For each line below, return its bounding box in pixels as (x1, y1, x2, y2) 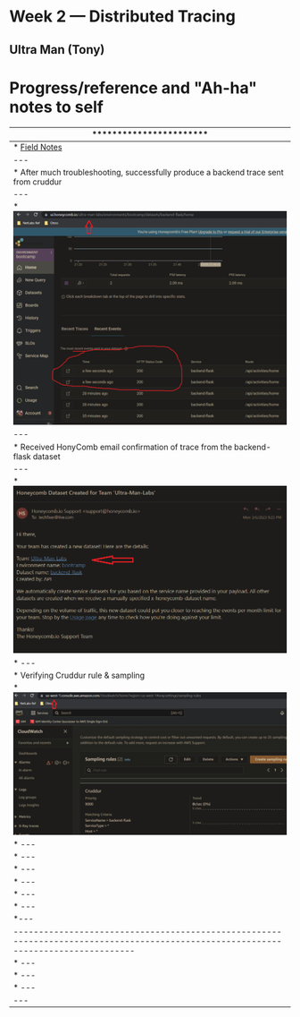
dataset (32, 450, 61, 462)
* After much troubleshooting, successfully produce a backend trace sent (12, 167, 284, 177)
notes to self (9, 97, 104, 117)
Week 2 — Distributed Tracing (9, 6, 237, 27)
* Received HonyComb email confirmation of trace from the (12, 441, 233, 452)
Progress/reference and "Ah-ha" (9, 78, 257, 98)
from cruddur (12, 176, 62, 187)
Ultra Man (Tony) (9, 42, 105, 57)
